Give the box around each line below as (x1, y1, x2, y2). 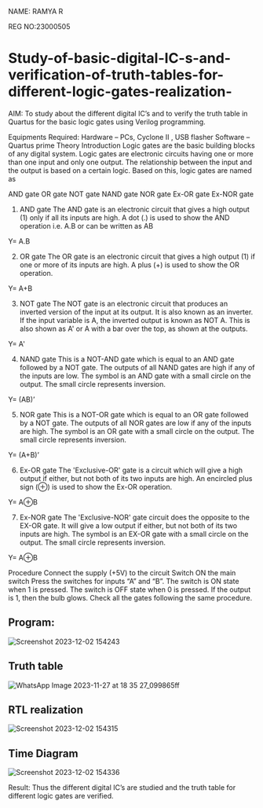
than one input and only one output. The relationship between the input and (8, 157, 253, 167)
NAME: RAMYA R (8, 7, 64, 16)
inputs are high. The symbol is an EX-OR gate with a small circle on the (19, 529, 249, 538)
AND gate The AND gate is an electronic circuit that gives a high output (19, 204, 250, 214)
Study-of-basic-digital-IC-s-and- (8, 50, 232, 68)
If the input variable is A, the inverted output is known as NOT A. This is (19, 315, 250, 325)
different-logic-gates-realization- (8, 83, 233, 101)
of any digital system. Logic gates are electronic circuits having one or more (8, 149, 254, 158)
